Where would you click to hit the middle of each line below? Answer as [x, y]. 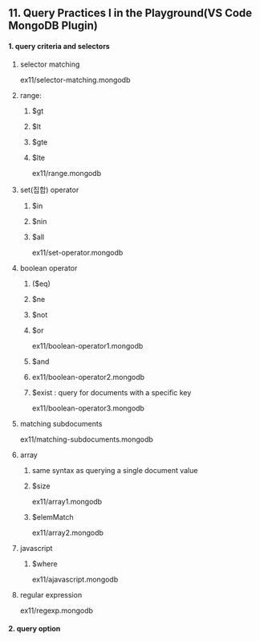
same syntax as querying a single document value [115, 470]
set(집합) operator [49, 190]
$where [45, 563]
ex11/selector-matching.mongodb [75, 80]
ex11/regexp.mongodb [57, 610]
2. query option [35, 629]
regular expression [51, 594]
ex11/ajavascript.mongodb [75, 579]
